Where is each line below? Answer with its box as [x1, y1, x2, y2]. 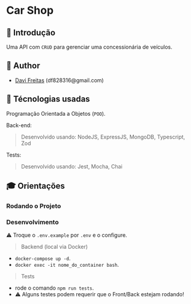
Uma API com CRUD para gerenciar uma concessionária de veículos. [6, 43, 173, 50]
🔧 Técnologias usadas [6, 94, 90, 104]
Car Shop [6, 4, 54, 17]
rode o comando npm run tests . [14, 284, 94, 291]
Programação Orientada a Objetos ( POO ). [6, 110, 106, 117]
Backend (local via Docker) [20, 243, 88, 251]
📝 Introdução [6, 28, 56, 38]
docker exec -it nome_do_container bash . [14, 261, 119, 269]
